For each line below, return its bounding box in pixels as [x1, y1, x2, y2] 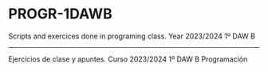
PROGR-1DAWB [8, 5, 113, 23]
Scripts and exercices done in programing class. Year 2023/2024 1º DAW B [8, 31, 255, 41]
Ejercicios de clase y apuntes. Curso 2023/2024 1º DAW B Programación [8, 54, 248, 64]
